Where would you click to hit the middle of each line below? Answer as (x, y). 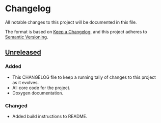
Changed (16, 105)
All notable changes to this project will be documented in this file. (71, 22)
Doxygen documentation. (38, 93)
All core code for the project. (41, 88)
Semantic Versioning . (27, 37)
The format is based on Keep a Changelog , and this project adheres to (76, 31)
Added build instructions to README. (50, 116)
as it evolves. (26, 82)
